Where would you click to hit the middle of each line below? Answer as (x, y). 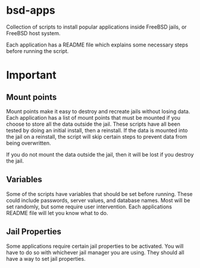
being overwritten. (29, 143)
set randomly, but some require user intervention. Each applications (89, 207)
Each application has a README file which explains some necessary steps (97, 45)
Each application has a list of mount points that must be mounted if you (93, 117)
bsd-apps (31, 10)
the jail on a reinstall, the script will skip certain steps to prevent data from (97, 136)
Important (31, 75)
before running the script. (37, 51)
